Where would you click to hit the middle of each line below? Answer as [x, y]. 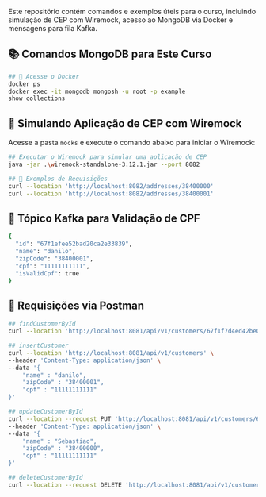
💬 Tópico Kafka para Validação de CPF [104, 218]
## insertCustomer [38, 345]
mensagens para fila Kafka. [53, 28]
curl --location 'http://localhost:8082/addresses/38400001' [111, 194]
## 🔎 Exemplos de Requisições [58, 179]
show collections [37, 98]
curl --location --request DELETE [65, 485]
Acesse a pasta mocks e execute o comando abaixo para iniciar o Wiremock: [132, 143]
